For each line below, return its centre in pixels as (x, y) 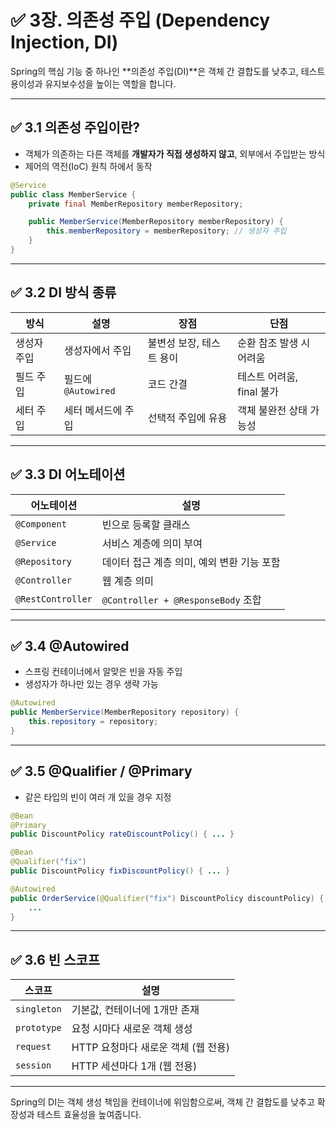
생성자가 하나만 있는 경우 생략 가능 (91, 684)
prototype (38, 1028)
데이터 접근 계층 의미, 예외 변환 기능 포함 (191, 562)
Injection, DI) (64, 42)
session (33, 1065)
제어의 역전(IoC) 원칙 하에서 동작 (88, 166)
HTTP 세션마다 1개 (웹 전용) (134, 1066)
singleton (38, 1009)
